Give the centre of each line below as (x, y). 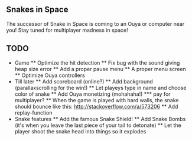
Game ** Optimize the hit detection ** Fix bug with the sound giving (97, 63)
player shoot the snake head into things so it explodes (80, 131)
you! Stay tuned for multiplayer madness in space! (67, 30)
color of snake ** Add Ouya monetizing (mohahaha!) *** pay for (92, 94)
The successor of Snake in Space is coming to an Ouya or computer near (95, 23)
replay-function (33, 113)
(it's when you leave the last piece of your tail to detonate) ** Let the (98, 125)
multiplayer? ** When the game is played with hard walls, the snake (97, 100)
